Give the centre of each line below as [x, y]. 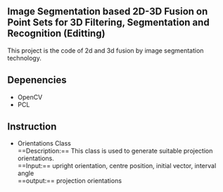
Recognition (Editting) [56, 33]
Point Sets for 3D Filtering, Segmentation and [108, 23]
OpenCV [30, 97]
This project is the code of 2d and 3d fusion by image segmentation [106, 50]
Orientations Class [44, 143]
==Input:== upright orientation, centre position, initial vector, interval [117, 166]
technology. [25, 58]
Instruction [32, 127]
